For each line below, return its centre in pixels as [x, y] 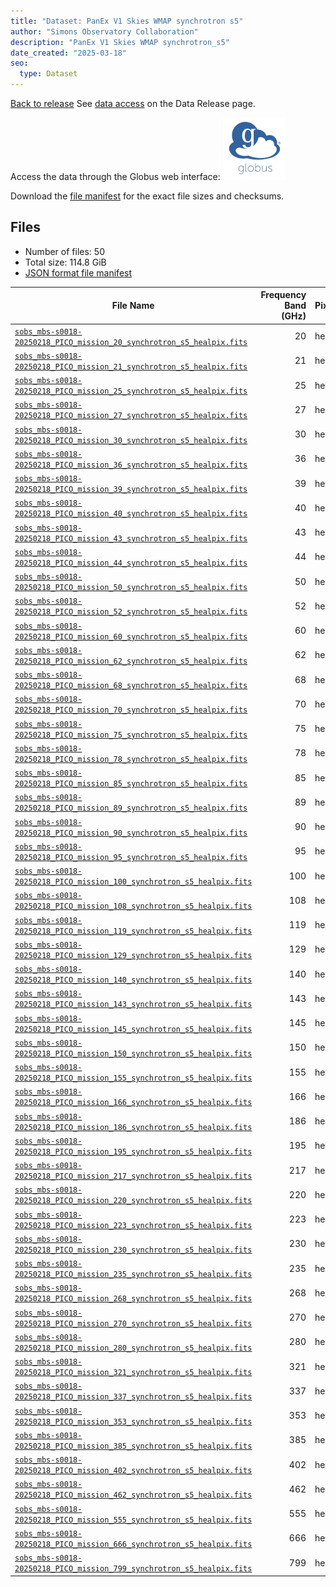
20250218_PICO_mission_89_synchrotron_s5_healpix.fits [131, 808]
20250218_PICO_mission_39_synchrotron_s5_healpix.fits [131, 490]
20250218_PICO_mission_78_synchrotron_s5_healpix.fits [131, 759]
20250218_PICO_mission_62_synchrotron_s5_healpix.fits [131, 661]
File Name [133, 306]
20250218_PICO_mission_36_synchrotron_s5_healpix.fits [131, 465]
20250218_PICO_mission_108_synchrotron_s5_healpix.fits [133, 906]
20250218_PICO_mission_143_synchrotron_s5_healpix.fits [133, 1005]
